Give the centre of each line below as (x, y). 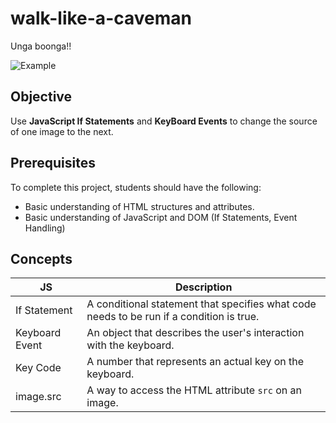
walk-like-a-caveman (101, 18)
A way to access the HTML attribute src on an (194, 390)
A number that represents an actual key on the (195, 362)
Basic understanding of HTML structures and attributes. (139, 206)
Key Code (38, 368)
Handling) (45, 228)
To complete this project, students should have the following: (136, 187)
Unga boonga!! (41, 46)
